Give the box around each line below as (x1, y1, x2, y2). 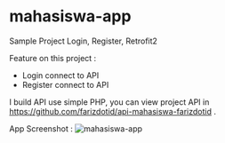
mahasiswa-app (9, 6, 132, 27)
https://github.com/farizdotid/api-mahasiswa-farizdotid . (9, 106, 216, 116)
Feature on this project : (9, 52, 97, 63)
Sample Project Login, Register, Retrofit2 (9, 36, 158, 46)
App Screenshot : (9, 123, 73, 134)
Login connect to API (21, 69, 100, 81)
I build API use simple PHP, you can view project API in (9, 96, 210, 107)
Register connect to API (21, 79, 109, 90)
